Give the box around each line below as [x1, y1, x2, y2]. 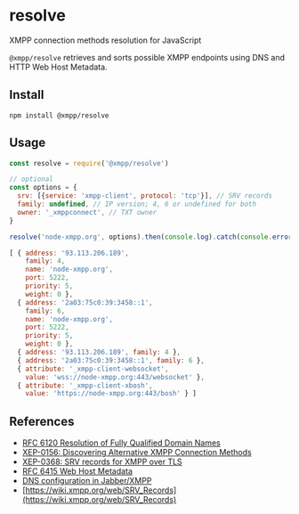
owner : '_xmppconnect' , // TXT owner [17, 208, 158, 216]
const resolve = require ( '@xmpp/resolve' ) [9, 159, 169, 167]
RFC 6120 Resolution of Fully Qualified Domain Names [21, 437, 221, 448]
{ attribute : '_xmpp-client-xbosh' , [17, 380, 153, 390]
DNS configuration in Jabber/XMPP [21, 476, 152, 486]
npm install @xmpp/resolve [9, 110, 109, 120]
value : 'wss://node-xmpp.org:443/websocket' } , [25, 372, 205, 381]
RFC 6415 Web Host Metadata [21, 466, 133, 477]
